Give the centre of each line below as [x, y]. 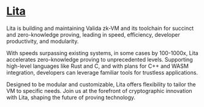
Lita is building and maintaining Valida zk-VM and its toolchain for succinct [100, 28]
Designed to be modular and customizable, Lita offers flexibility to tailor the [101, 84]
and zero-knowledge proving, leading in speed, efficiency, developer [93, 34]
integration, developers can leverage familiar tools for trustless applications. [102, 72]
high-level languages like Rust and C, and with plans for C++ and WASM [97, 66]
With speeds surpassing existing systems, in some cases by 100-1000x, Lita [102, 53]
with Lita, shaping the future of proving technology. [71, 97]
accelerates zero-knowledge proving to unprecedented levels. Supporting [100, 59]
